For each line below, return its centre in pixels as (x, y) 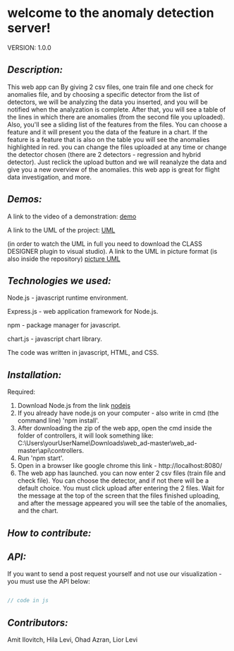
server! (29, 28)
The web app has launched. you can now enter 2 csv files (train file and (122, 473)
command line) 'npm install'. (58, 421)
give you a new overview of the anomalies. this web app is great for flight (113, 169)
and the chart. (38, 511)
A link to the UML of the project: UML (61, 230)
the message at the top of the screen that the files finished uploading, (119, 495)
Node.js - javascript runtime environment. (68, 298)
